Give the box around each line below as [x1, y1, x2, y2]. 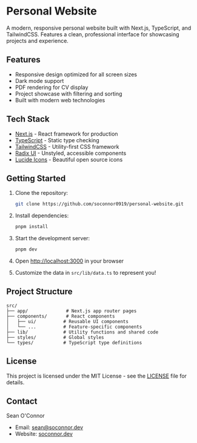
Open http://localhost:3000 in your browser [15, 257, 124, 264]
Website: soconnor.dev [15, 430, 73, 438]
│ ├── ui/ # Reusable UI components [6, 318, 129, 324]
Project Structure [6, 286, 73, 297]
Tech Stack [6, 114, 50, 125]
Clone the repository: [15, 189, 68, 197]
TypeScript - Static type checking [15, 136, 99, 143]
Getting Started [6, 173, 66, 183]
